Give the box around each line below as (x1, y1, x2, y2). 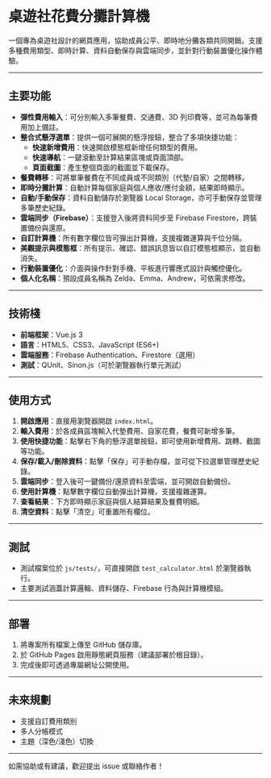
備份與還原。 (27, 223, 70, 232)
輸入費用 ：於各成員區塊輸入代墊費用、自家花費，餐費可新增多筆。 (19, 426, 240, 436)
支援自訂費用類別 (19, 716, 77, 726)
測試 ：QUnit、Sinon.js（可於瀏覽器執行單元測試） (19, 360, 186, 369)
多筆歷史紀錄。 (19, 202, 70, 212)
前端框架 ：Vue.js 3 (19, 330, 83, 339)
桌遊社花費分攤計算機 (8, 7, 151, 26)
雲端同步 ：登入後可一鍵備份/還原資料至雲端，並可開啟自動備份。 (19, 476, 236, 486)
